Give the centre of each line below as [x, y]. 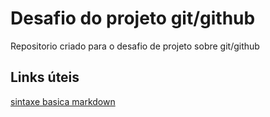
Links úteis [45, 77]
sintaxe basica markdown [63, 101]
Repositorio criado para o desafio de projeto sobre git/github [135, 46]
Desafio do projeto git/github [133, 18]
